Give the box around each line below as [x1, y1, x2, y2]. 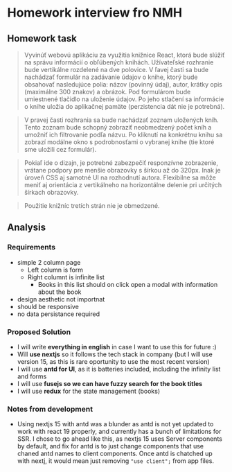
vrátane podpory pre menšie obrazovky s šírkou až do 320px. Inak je [24, 166, 221, 174]
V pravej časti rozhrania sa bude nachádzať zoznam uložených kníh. [24, 116, 220, 124]
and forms [17, 372, 47, 381]
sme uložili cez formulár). [24, 146, 97, 153]
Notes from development [7, 404, 93, 414]
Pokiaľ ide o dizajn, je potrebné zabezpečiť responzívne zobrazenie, [24, 159, 218, 167]
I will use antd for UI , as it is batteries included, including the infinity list [17, 365, 221, 373]
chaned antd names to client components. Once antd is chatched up [17, 449, 213, 458]
